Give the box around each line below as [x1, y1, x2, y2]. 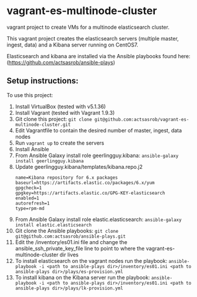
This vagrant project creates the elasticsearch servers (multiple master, [6, 35, 179, 42]
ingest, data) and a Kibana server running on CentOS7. [6, 41, 138, 48]
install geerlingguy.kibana [15, 158, 84, 164]
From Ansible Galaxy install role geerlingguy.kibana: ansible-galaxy [15, 152, 179, 159]
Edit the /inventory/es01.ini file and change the [15, 238, 128, 245]
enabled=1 [15, 195, 40, 201]
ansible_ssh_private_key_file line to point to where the [15, 245, 145, 252]
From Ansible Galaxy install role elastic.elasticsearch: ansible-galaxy [15, 216, 182, 223]
